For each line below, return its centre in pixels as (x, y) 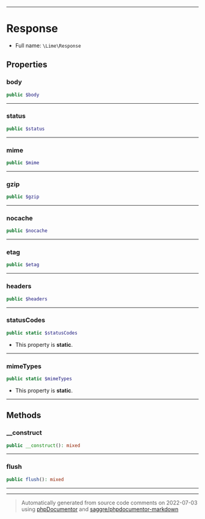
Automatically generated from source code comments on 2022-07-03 (109, 503)
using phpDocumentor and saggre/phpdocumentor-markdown (100, 509)
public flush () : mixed (35, 479)
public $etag (23, 265)
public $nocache (27, 231)
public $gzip (23, 197)
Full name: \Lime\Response (48, 45)
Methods (24, 416)
